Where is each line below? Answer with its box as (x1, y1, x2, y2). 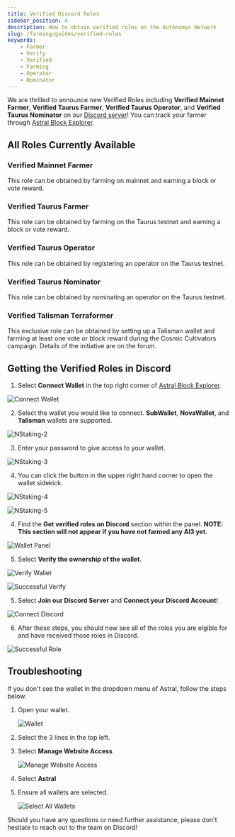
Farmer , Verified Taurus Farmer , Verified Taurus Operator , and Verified (7, 104, 221, 112)
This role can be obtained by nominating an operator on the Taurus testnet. (7, 292, 227, 301)
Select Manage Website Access (17, 746, 113, 755)
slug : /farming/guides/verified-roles (7, 30, 122, 38)
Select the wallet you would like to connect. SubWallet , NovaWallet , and (17, 409, 229, 417)
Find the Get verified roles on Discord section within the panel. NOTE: (17, 520, 224, 528)
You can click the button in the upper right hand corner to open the (17, 471, 213, 480)
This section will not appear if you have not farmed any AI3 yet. (17, 528, 208, 536)
